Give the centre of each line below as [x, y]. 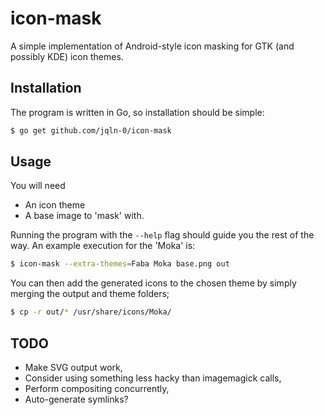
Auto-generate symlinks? [76, 399]
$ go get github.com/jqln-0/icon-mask [91, 130]
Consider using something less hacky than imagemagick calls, [153, 378]
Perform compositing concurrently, [97, 388]
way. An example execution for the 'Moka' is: [103, 246]
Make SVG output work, [73, 367]
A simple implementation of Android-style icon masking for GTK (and [152, 46]
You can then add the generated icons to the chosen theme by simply [153, 283]
